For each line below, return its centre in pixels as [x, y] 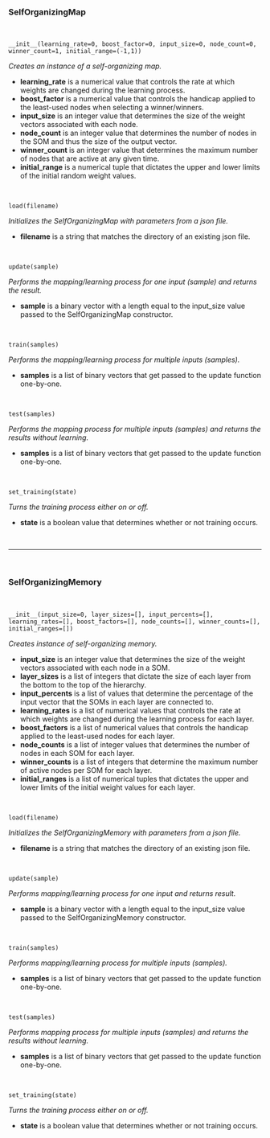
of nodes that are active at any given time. [90, 158]
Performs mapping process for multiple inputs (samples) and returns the [129, 1032]
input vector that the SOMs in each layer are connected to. [117, 701]
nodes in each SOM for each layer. [77, 753]
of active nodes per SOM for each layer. [86, 770]
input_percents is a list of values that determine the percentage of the [137, 693]
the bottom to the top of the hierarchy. [83, 684]
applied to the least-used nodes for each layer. [97, 736]
